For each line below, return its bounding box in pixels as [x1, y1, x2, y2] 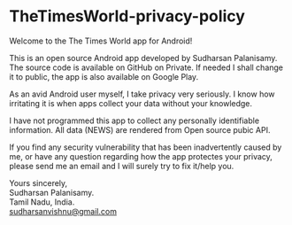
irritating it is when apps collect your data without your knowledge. [9, 97, 253, 108]
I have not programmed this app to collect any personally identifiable [9, 115, 259, 126]
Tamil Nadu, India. [9, 197, 75, 207]
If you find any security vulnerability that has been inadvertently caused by [9, 142, 282, 152]
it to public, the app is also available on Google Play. [9, 71, 199, 81]
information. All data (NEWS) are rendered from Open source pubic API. [9, 124, 271, 135]
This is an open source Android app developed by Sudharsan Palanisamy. [9, 52, 278, 63]
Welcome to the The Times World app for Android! [9, 35, 193, 46]
